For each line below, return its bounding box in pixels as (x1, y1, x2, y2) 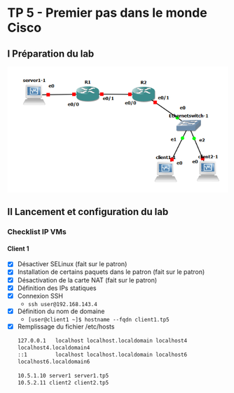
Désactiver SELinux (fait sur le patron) (17, 260, 128, 268)
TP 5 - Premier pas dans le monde (7, 5, 208, 21)
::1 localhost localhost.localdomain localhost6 (17, 351, 188, 358)
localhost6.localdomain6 (17, 358, 90, 365)
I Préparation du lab (7, 48, 95, 60)
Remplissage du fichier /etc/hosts (17, 322, 115, 331)
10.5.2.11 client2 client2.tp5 (17, 379, 109, 386)
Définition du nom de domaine (17, 307, 105, 315)
